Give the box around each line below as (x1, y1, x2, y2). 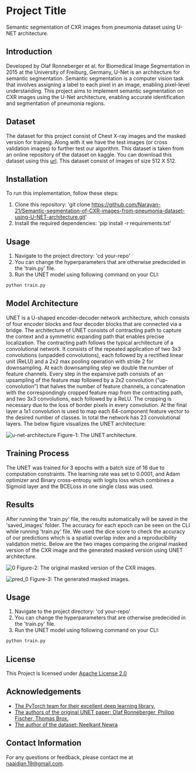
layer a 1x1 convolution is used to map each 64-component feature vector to (6, 408, 190, 415)
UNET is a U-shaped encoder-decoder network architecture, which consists (6, 314, 190, 321)
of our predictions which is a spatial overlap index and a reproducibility (6, 534, 177, 541)
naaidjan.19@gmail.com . (6, 760, 64, 767)
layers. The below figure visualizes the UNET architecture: (6, 420, 146, 427)
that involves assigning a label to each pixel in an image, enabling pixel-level (6, 81, 190, 88)
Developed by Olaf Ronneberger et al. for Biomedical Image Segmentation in (6, 62, 190, 69)
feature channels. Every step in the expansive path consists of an (6, 370, 164, 377)
